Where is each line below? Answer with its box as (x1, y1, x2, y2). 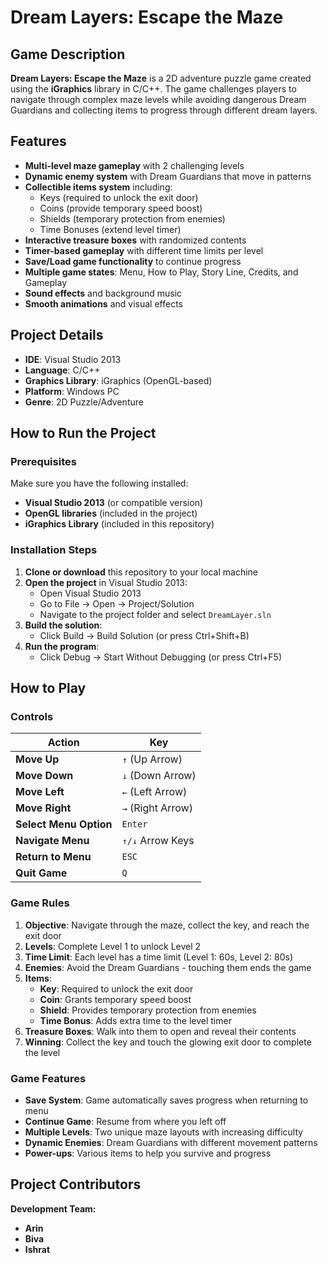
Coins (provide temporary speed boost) (39, 202, 203, 214)
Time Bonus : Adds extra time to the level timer (39, 1014, 232, 1026)
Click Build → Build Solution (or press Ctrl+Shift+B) (39, 629, 250, 641)
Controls (10, 709, 54, 723)
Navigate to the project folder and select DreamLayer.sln (39, 608, 272, 620)
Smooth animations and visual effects (24, 297, 183, 310)
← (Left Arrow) (121, 785, 188, 799)
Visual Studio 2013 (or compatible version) (24, 497, 204, 509)
